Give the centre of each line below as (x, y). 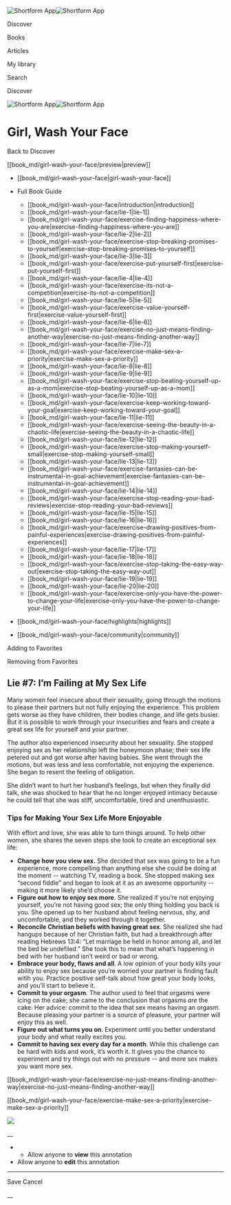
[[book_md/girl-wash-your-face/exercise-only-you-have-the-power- (125, 593)
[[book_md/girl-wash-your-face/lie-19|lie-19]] (92, 578)
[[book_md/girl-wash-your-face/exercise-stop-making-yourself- (119, 447)
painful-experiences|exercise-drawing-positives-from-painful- (116, 534)
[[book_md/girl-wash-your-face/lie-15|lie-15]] (92, 512)
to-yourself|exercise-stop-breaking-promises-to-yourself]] (111, 248)
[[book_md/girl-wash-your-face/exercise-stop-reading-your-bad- (121, 498)
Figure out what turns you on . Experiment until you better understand (116, 1030)
